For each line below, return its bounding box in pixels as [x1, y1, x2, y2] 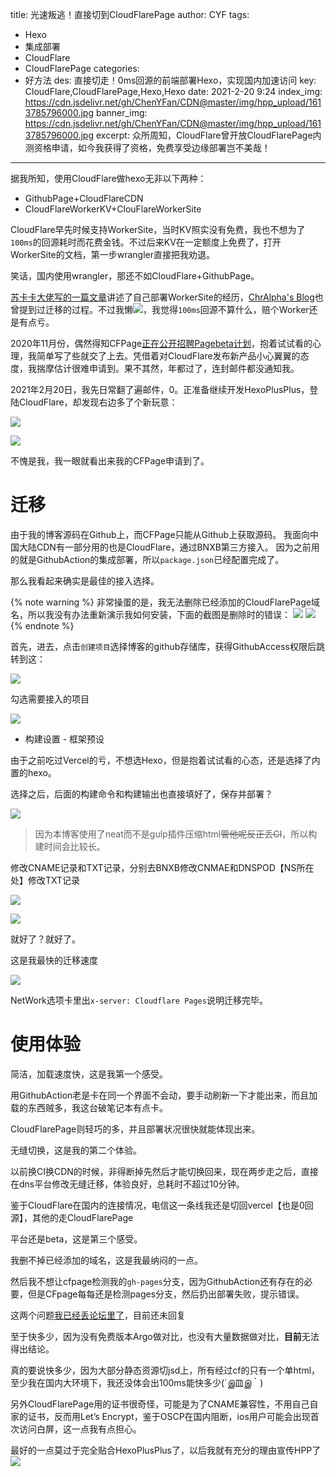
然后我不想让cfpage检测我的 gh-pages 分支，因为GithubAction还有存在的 [10, 1275, 305, 1287]
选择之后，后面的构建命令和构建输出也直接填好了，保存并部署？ [10, 788, 273, 800]
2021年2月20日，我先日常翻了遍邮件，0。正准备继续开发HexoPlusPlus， [10, 384, 310, 395]
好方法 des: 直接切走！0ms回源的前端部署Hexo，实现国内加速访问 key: [24, 74, 317, 86]
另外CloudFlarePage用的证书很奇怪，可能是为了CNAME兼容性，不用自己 [10, 1398, 310, 1410]
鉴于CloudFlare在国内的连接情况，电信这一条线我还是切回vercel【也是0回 [10, 1199, 314, 1211]
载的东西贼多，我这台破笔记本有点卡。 [10, 1101, 168, 1113]
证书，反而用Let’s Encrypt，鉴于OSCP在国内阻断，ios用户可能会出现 [27, 1410, 311, 1422]
